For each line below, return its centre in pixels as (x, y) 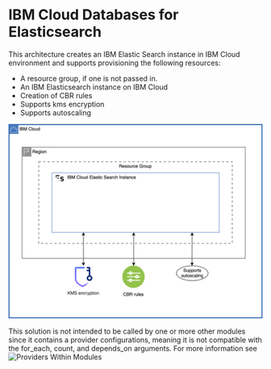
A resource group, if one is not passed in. (89, 78)
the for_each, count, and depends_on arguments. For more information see (133, 348)
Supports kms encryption (62, 104)
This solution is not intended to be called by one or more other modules (127, 331)
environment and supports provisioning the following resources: (115, 63)
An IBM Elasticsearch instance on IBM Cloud (94, 87)
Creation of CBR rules (56, 95)
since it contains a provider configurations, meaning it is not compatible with (135, 339)
